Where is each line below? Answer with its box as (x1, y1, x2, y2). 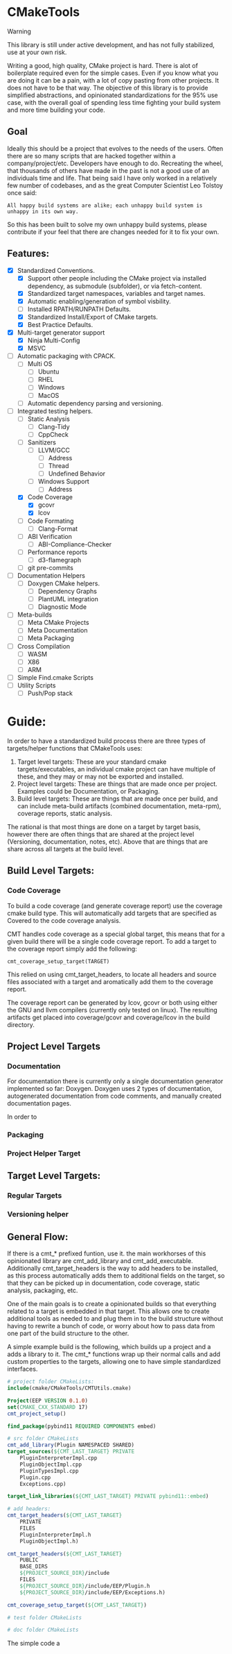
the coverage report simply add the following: (7, 944, 137, 953)
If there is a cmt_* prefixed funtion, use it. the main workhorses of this (7, 1249, 206, 1258)
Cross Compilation (17, 642, 71, 650)
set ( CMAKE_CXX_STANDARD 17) (7, 1403, 89, 1410)
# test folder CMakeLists (7, 1614, 82, 1621)
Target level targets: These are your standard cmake (17, 758, 167, 766)
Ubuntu (37, 367, 60, 376)
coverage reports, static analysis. (17, 809, 113, 817)
